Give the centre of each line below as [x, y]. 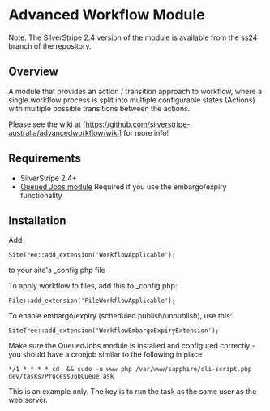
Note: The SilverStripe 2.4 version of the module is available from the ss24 [133, 37]
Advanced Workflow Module [107, 15]
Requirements [45, 159]
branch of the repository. [50, 45]
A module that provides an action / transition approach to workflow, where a [135, 91]
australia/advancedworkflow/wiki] [65, 132]
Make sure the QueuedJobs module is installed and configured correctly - [132, 346]
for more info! [146, 132]
